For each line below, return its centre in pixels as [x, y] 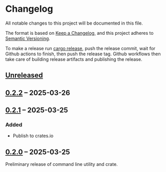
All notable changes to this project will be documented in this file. [74, 23]
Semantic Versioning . [28, 38]
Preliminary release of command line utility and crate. [61, 164]
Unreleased [24, 76]
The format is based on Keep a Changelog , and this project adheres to [79, 33]
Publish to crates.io [33, 136]
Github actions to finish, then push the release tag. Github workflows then [83, 54]
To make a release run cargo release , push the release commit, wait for [80, 48]
